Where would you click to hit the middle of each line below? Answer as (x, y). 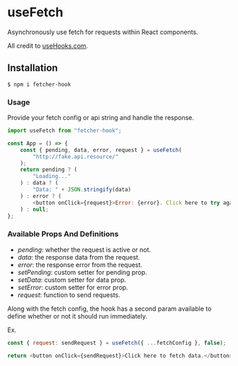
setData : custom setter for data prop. (72, 279)
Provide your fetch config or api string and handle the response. (101, 118)
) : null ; (35, 209)
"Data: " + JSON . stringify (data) (82, 190)
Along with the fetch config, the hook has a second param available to (109, 309)
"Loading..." (52, 177)
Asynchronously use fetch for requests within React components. (103, 32)
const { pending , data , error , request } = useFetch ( (101, 150)
